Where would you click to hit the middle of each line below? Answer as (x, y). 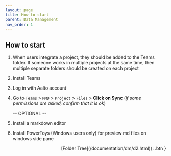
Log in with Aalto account (40, 88)
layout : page (19, 10)
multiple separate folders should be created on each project (76, 68)
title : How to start (27, 15)
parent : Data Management (32, 19)
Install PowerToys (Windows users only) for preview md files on (79, 133)
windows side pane (33, 139)
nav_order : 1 (19, 24)
